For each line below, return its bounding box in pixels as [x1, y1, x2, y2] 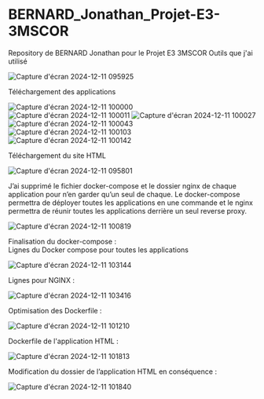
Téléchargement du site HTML [8, 151, 106, 160]
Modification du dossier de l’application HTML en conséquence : [8, 367, 218, 376]
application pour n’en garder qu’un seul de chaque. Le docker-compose [8, 189, 240, 199]
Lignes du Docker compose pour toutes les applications [8, 245, 189, 254]
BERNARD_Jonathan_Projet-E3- [8, 5, 221, 24]
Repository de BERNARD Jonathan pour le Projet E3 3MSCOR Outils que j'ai [8, 48, 253, 57]
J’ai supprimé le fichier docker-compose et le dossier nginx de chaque [8, 181, 237, 190]
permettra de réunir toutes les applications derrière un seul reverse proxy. [8, 206, 247, 215]
